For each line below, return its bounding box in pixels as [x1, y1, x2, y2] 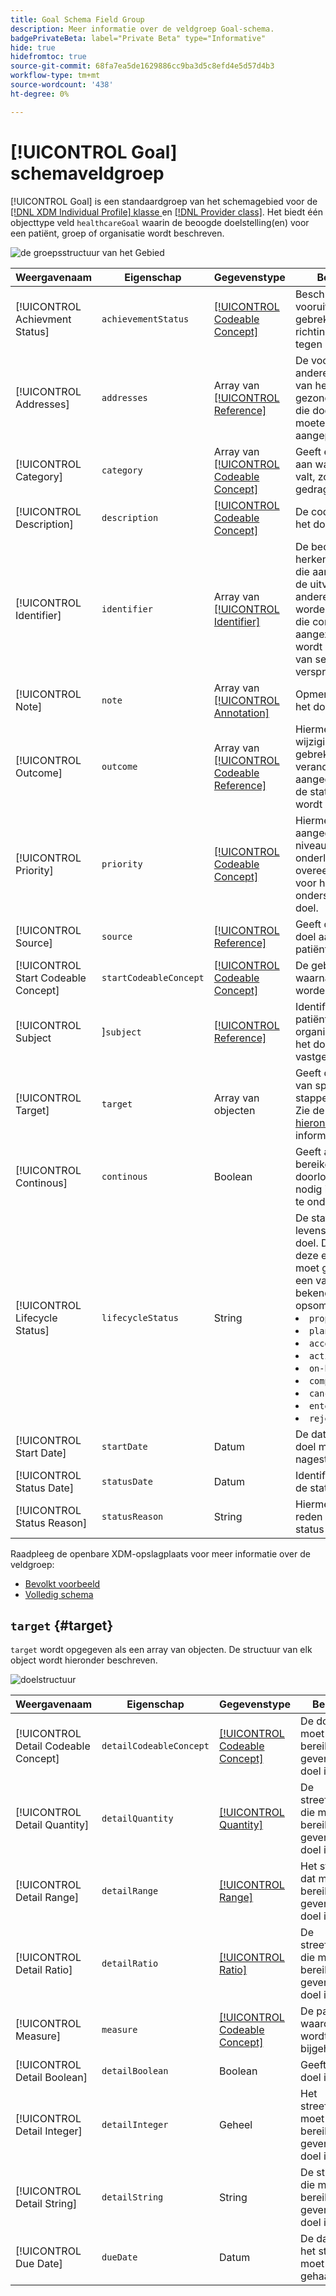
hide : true [10, 42, 56, 53]
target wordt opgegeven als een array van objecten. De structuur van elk [10, 1644, 313, 1656]
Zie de [294, 1103, 325, 1117]
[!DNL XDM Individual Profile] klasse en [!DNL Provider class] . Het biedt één [10, 206, 323, 218]
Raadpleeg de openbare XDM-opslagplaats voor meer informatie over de [10, 1547, 311, 1560]
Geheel [218, 2118, 253, 2132]
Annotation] [213, 706, 270, 720]
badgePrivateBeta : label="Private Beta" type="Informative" [10, 33, 267, 43]
